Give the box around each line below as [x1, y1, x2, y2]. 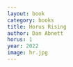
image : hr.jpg [7, 50, 49, 57]
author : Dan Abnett [7, 29, 64, 37]
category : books [7, 17, 54, 24]
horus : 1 [7, 36, 33, 43]
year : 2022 [7, 43, 39, 50]
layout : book [7, 10, 45, 17]
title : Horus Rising [7, 23, 67, 30]
